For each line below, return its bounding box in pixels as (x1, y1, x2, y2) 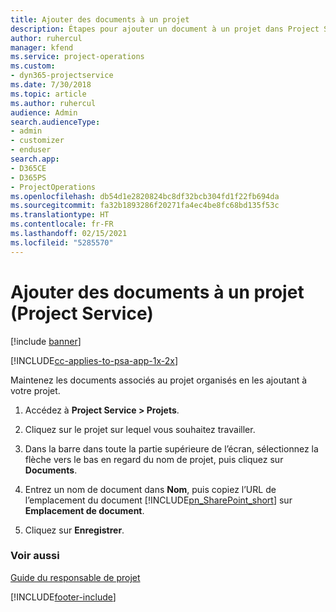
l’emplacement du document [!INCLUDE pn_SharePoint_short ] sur (24, 494, 293, 506)
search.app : (10, 154, 60, 164)
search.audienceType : (10, 117, 101, 127)
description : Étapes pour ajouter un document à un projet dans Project (10, 24, 320, 34)
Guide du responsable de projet (10, 571, 141, 583)
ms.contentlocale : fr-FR (10, 219, 114, 230)
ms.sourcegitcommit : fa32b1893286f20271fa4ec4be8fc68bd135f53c (10, 201, 280, 211)
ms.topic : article (10, 89, 87, 99)
